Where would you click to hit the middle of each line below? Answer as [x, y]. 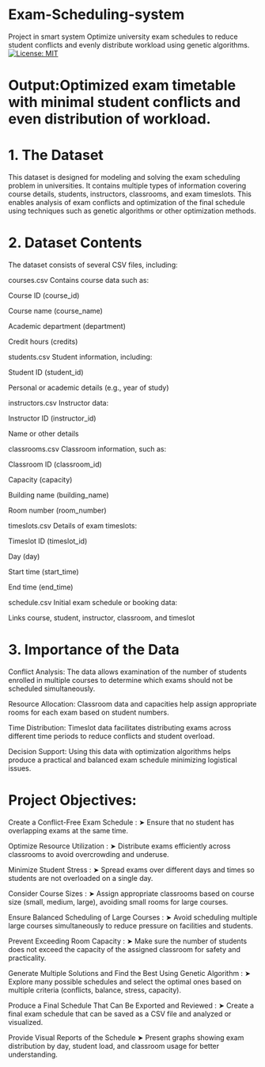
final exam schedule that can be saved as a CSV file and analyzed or [120, 1014]
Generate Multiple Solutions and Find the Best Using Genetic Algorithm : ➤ [130, 973]
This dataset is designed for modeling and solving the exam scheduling [124, 177]
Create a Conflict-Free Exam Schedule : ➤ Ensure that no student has [121, 822]
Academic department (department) [67, 326]
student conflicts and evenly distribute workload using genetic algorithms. [129, 44]
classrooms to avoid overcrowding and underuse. [89, 854]
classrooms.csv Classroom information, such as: [87, 449]
